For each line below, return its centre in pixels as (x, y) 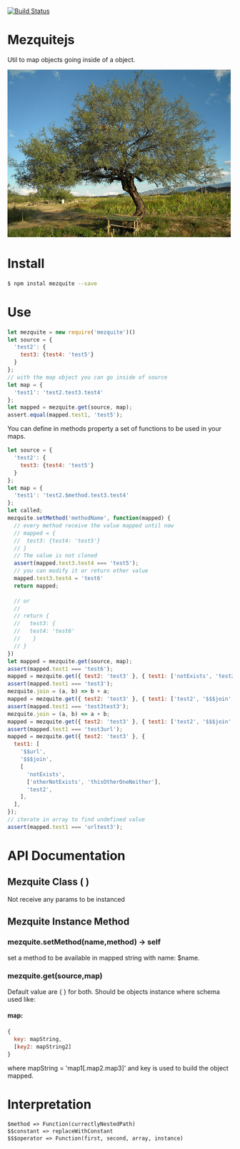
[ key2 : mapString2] (43, 1047)
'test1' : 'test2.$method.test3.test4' (72, 496)
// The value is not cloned (56, 556)
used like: (21, 999)
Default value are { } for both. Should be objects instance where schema (114, 991)
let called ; (25, 511)
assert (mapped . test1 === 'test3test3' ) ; (69, 706)
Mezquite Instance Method (69, 922)
